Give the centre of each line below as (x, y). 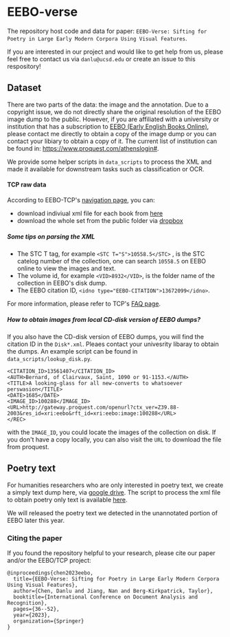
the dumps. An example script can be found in (72, 351)
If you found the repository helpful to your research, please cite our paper (111, 553)
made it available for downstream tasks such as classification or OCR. (106, 169)
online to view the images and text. (66, 268)
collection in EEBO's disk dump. (62, 283)
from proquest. (28, 446)
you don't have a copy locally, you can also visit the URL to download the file (114, 439)
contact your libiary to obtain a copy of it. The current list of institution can (112, 141)
